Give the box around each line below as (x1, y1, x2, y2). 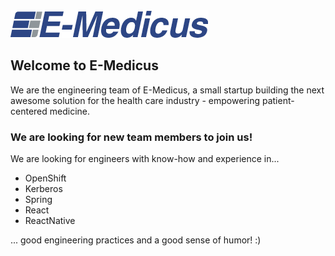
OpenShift (24, 172, 67, 184)
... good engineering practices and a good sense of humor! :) (10, 234, 262, 246)
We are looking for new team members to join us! (10, 130, 253, 144)
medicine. (49, 105, 90, 117)
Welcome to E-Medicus (10, 57, 159, 74)
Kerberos (24, 183, 63, 195)
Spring (24, 194, 53, 206)
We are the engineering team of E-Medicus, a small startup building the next (10, 84, 325, 96)
